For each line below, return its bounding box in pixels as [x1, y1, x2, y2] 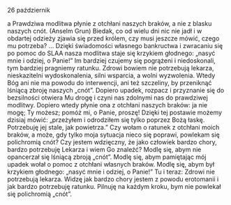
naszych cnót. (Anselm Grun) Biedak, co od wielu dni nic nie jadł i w [7, 27, 202, 35]
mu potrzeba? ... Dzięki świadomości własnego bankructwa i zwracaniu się [7, 42, 223, 50]
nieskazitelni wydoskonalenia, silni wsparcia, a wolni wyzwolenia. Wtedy [7, 71, 216, 79]
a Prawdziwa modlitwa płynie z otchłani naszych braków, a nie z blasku [7, 20, 212, 27]
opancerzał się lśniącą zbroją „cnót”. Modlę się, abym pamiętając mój [7, 153, 207, 161]
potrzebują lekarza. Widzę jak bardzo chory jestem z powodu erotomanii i [7, 175, 219, 183]
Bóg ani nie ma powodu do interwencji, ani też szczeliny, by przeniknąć [7, 79, 212, 86]
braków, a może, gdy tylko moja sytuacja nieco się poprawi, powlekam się [7, 130, 220, 139]
